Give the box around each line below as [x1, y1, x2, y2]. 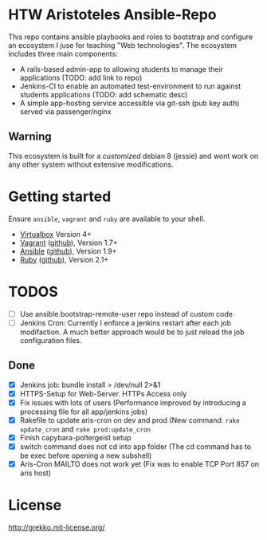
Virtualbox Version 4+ [19, 229, 92, 238]
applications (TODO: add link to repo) [19, 73, 143, 82]
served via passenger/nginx [19, 106, 112, 116]
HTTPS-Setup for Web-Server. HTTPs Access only [19, 388, 187, 398]
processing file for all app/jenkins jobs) [19, 407, 148, 416]
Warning [8, 130, 52, 144]
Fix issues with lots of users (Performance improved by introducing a [19, 397, 247, 408]
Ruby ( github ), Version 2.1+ [19, 254, 109, 264]
